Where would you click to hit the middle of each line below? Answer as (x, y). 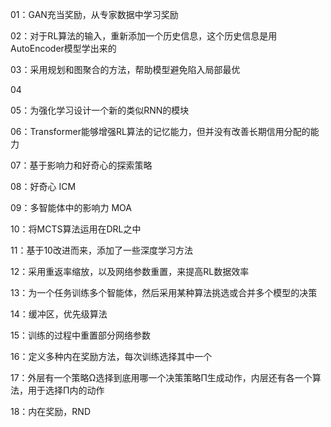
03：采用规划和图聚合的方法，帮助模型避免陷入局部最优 (125, 69)
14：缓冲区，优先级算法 (59, 314)
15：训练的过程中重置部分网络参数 (80, 335)
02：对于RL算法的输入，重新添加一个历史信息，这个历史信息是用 (144, 36)
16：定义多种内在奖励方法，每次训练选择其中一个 (111, 356)
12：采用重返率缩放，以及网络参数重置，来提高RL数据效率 (130, 271)
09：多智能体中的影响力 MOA (71, 207)
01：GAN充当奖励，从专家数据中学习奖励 (94, 14)
